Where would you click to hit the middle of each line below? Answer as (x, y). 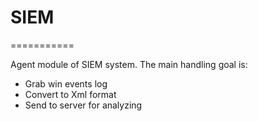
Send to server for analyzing (83, 105)
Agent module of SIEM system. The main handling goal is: (129, 64)
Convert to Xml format (70, 94)
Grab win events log (66, 83)
